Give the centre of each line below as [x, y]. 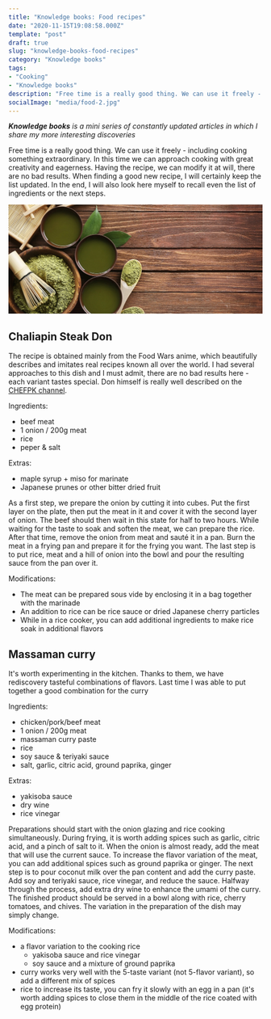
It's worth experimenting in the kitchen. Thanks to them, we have [116, 674]
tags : [17, 69]
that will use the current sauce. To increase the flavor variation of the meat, [133, 855]
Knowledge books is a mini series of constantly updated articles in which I [133, 126]
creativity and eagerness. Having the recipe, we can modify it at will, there [132, 168]
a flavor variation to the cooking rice [80, 946]
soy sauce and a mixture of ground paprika [104, 964]
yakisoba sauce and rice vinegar [86, 955]
